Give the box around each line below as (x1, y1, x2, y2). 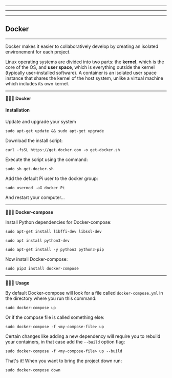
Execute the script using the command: (5, 156, 88, 163)
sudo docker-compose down (5, 368, 60, 373)
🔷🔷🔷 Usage (5, 280, 30, 286)
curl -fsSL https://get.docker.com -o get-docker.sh (5, 148, 120, 153)
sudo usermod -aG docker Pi (5, 186, 66, 191)
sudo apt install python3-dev (5, 238, 70, 243)
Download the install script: (5, 137, 63, 144)
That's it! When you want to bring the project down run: (5, 358, 122, 364)
